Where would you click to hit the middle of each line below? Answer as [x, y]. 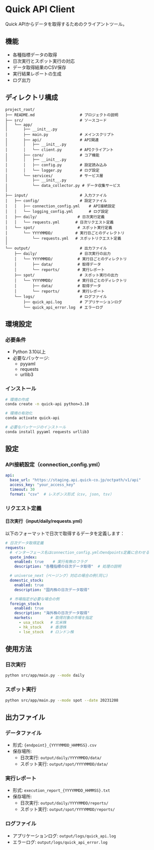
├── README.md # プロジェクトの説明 [62, 115]
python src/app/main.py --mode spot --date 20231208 [62, 700]
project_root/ [20, 109]
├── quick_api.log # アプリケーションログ [73, 302]
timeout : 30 [22, 490]
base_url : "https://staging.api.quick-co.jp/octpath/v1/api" [75, 480]
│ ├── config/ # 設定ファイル [56, 201]
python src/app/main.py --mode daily [45, 675]
